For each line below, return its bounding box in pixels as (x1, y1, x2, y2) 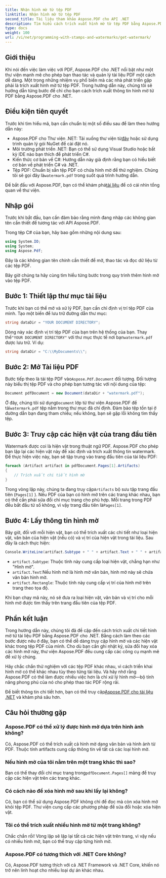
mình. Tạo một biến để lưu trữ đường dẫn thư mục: (5, 310, 107, 316)
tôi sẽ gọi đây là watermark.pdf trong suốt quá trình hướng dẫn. (12, 172, 139, 178)
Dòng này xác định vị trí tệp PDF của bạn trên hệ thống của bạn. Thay (5, 329, 147, 335)
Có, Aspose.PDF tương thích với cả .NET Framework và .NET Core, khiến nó (5, 862, 160, 868)
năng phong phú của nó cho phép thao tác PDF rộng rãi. (5, 679, 120, 685)
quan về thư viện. (5, 187, 41, 193)
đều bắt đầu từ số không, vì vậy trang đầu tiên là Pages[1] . (5, 502, 123, 508)
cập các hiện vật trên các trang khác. (5, 775, 81, 781)
